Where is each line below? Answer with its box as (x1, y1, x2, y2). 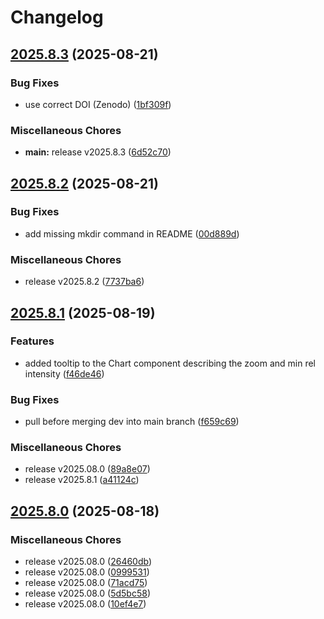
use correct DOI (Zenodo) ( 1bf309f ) (24, 98, 172, 110)
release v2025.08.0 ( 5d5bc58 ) (24, 587, 151, 600)
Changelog (10, 6, 104, 29)
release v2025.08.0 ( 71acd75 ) (24, 577, 148, 589)
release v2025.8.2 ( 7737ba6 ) (24, 276, 145, 288)
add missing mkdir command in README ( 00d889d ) (24, 227, 240, 240)
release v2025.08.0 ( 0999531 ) (24, 566, 150, 578)
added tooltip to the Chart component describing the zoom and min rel (24, 357, 316, 369)
